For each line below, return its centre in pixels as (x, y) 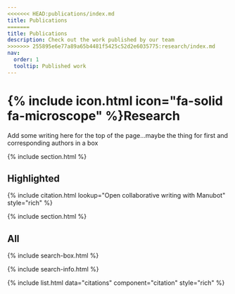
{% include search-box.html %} (53, 256)
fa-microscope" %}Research (94, 116)
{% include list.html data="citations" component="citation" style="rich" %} (116, 283)
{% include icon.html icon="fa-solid (115, 101)
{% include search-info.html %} (53, 269)
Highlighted (33, 178)
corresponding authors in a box (53, 143)
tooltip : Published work (50, 66)
